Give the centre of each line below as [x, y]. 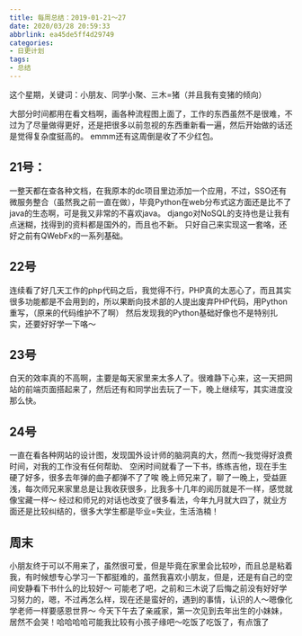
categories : [31, 43]
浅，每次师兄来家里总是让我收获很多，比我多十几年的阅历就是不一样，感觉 [147, 489]
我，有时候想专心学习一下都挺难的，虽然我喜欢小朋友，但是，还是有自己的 [147, 577]
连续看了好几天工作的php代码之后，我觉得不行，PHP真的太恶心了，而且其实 [151, 290]
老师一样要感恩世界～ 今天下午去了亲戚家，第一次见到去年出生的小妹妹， [152, 610]
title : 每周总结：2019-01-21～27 [68, 18]
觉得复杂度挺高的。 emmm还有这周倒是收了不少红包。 [117, 136]
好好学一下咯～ [68, 324]
